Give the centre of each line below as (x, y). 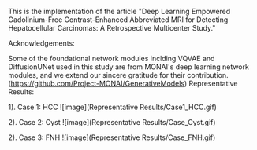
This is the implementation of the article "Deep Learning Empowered (119, 11)
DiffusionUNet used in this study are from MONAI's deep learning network (129, 67)
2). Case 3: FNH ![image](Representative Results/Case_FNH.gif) (112, 137)
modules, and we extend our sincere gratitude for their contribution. (118, 75)
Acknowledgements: (41, 43)
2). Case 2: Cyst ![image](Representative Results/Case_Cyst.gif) (112, 122)
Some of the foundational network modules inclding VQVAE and (112, 59)
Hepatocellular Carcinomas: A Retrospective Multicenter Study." (112, 28)
